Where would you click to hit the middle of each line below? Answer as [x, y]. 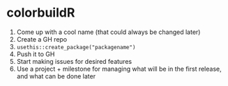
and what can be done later [56, 76]
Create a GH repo [42, 39]
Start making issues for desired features [74, 61]
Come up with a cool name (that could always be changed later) [108, 32]
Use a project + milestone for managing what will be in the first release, [119, 69]
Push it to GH [36, 54]
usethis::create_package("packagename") [76, 47]
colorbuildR [41, 13]
